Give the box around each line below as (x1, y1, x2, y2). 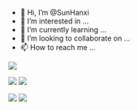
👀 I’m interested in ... (19, 16, 89, 26)
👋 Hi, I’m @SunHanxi (19, 8, 89, 17)
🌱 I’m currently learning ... (19, 25, 107, 34)
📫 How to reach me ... (19, 43, 96, 52)
